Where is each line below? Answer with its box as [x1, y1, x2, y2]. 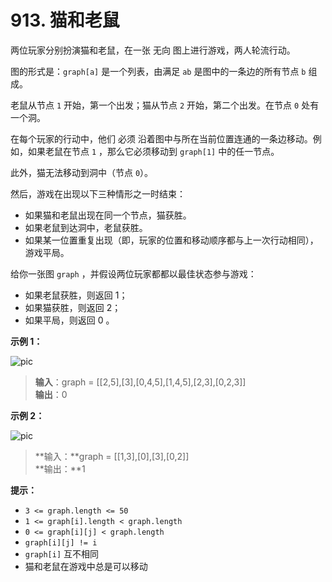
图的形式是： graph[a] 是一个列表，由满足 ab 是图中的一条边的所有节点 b [10, 65, 307, 77]
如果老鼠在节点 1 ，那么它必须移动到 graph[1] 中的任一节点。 [27, 145, 280, 157]
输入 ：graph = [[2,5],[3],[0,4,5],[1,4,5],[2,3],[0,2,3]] [34, 376, 247, 388]
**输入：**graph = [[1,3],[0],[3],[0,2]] [34, 450, 190, 462]
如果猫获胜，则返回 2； [24, 301, 122, 313]
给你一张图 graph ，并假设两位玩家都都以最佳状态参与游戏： [10, 267, 257, 280]
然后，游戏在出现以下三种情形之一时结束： [10, 187, 186, 200]
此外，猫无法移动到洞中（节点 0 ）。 [10, 166, 154, 178]
